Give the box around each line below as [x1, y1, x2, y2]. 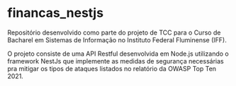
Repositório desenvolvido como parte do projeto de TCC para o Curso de [7, 28, 221, 37]
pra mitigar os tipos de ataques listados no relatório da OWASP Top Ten [7, 64, 217, 73]
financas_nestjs [7, 5, 104, 21]
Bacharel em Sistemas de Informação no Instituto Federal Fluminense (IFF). [7, 35, 227, 44]
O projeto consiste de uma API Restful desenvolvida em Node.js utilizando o [7, 49, 229, 58]
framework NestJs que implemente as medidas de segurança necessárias [7, 56, 225, 65]
